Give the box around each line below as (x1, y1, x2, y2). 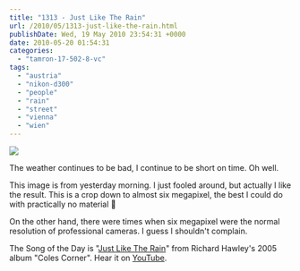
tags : (9, 64, 30, 72)
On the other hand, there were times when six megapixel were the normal (9, 216, 280, 226)
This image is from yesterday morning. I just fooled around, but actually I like (9, 180, 292, 191)
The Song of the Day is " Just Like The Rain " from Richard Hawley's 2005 (9, 243, 278, 253)
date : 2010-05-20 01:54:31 (9, 38, 110, 47)
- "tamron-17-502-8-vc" (17, 55, 106, 64)
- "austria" (17, 72, 63, 80)
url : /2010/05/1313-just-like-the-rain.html (9, 21, 178, 30)
